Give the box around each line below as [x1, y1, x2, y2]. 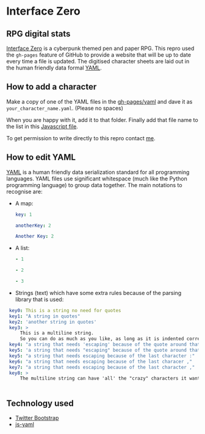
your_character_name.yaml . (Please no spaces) [6, 104, 124, 112]
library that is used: [15, 296, 64, 303]
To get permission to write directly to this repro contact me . [6, 134, 156, 141]
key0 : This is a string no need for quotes [9, 307, 121, 313]
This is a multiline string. [20, 330, 95, 336]
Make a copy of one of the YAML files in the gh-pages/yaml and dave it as [6, 98, 193, 105]
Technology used [6, 398, 74, 408]
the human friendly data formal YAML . [6, 64, 102, 71]
